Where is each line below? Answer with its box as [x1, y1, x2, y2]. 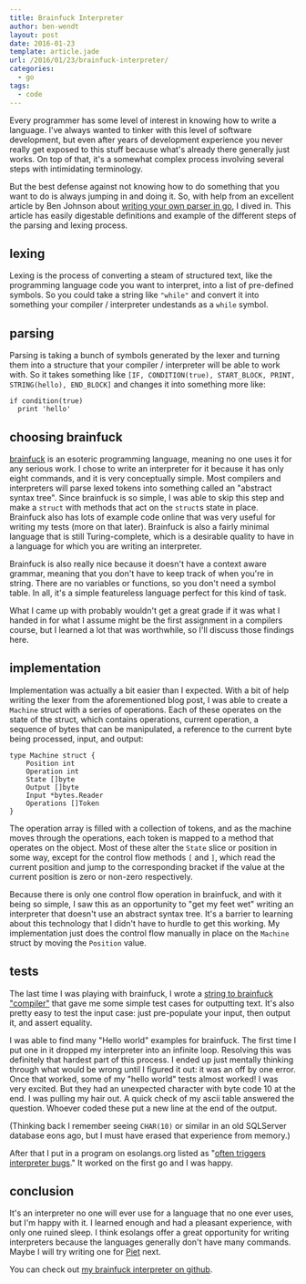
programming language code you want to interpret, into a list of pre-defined [9, 280, 294, 291]
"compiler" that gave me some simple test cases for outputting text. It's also [9, 998, 295, 1009]
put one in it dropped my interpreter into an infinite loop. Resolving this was [9, 1044, 291, 1055]
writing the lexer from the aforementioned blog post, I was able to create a [9, 694, 289, 705]
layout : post [9, 30, 59, 39]
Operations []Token [25, 799, 100, 808]
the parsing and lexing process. [9, 220, 128, 231]
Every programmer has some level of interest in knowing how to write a [9, 115, 277, 126]
